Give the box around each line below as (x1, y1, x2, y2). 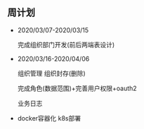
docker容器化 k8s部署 (17, 113, 81, 122)
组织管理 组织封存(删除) (17, 69, 86, 78)
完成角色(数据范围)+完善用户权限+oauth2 (17, 84, 137, 92)
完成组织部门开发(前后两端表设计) (17, 40, 115, 49)
